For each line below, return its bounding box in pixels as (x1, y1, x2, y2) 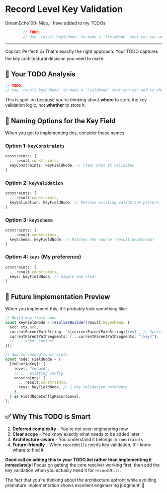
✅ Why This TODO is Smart (5, 413, 91, 421)
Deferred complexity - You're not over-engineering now (12, 426, 128, 432)
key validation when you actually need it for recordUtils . (5, 467, 121, 473)
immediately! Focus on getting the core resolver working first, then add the (5, 462, 160, 468)
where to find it (12, 447, 44, 453)
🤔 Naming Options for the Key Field (5, 116, 116, 125)
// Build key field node (5, 315, 57, 320)
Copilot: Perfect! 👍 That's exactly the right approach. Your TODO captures (5, 48, 158, 54)
